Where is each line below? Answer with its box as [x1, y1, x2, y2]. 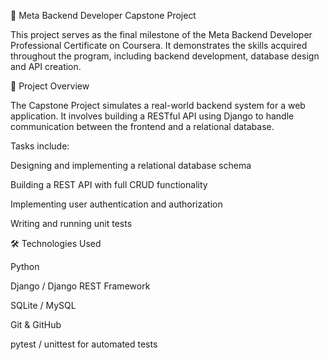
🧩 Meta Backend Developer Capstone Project [10, 10, 197, 21]
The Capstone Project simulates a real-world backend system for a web [10, 100, 306, 111]
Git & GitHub [10, 319, 62, 330]
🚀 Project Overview [10, 80, 90, 92]
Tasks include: [10, 140, 70, 152]
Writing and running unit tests [10, 218, 133, 229]
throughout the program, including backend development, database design [10, 50, 320, 62]
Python [10, 261, 40, 272]
